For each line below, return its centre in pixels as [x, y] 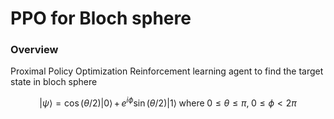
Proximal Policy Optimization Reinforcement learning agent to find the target [167, 71]
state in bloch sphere [54, 82]
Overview [34, 50]
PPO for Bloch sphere [101, 18]
